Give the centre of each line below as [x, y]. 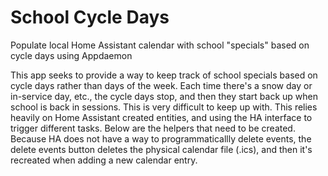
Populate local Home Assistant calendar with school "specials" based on [160, 45]
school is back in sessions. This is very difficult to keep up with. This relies [164, 107]
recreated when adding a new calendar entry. [104, 160]
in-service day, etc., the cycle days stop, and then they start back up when [164, 96]
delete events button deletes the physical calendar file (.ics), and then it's [161, 149]
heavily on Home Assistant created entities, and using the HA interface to [161, 117]
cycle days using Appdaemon [71, 55]
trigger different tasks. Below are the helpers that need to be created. [153, 128]
